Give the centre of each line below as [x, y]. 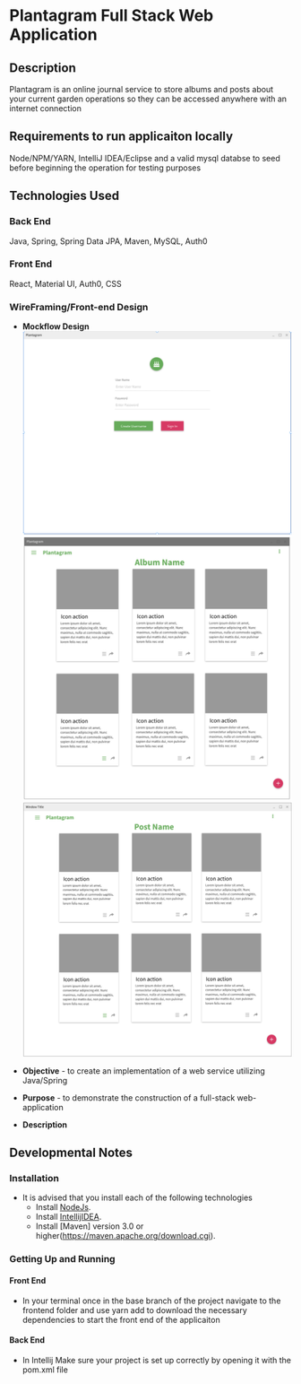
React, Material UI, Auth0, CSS [66, 283]
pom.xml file [45, 1370]
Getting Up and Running [62, 1259]
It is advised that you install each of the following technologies [137, 1197]
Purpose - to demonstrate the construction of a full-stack [129, 1097]
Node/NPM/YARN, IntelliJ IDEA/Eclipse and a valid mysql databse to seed [145, 158]
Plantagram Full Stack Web [112, 16]
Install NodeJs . [63, 1207]
